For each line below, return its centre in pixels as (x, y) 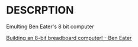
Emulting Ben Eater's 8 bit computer (50, 26)
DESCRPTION (40, 10)
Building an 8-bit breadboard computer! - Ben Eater (69, 38)
